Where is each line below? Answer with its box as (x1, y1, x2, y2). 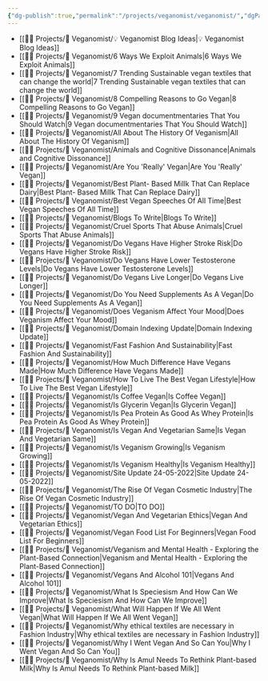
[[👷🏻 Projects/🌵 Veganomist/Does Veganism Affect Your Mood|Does (18, 306, 245, 316)
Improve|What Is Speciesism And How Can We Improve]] (18, 595, 207, 605)
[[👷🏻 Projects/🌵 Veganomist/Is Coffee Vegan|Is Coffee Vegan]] (18, 391, 226, 401)
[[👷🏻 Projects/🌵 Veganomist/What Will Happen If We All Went (18, 603, 221, 613)
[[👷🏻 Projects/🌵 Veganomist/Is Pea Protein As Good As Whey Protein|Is (18, 408, 254, 418)
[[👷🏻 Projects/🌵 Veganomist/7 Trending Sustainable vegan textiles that (18, 68, 251, 78)
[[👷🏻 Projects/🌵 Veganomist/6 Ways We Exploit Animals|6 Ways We (18, 51, 242, 61)
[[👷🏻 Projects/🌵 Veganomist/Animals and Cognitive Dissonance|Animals (18, 145, 257, 154)
